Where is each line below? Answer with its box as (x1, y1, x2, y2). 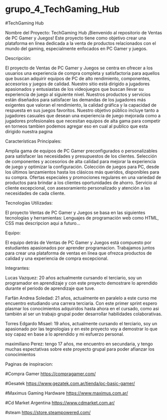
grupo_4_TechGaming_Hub (5, 3, 120, 15)
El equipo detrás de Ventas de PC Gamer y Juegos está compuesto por (5, 239, 152, 245)
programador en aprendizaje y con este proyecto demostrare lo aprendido (5, 280, 158, 286)
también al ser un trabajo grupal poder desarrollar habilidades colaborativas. (5, 311, 163, 317)
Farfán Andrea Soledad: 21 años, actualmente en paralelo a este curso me (5, 295, 157, 301)
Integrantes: (5, 265, 30, 271)
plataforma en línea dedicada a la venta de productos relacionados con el (5, 40, 156, 46)
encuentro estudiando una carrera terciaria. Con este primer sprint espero (5, 300, 158, 306)
